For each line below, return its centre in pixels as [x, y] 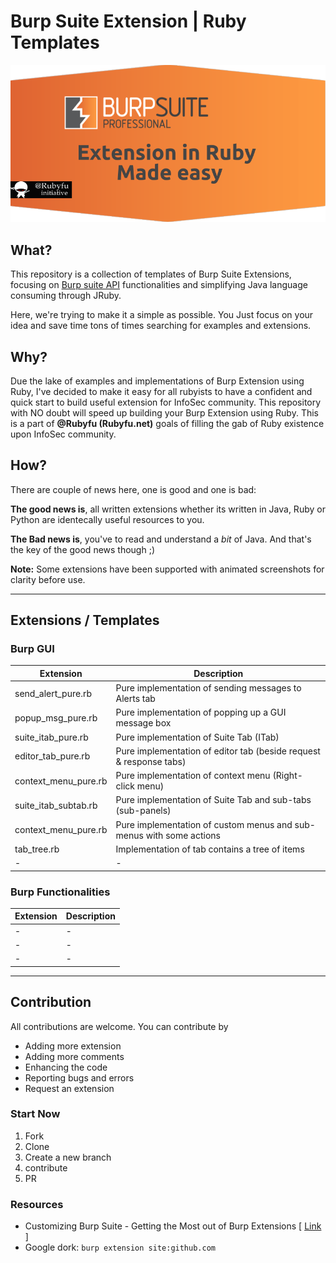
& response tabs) [151, 761]
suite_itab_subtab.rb [56, 805]
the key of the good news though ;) [83, 549]
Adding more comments [74, 1056]
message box [143, 723]
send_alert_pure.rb [53, 693]
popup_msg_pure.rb [56, 717]
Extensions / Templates [85, 620]
